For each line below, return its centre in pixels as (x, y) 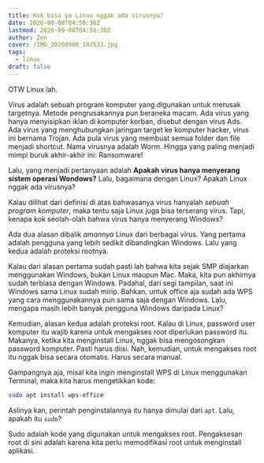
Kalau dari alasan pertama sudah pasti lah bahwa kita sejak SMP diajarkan (128, 266)
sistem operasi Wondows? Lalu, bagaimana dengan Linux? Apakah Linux (128, 178)
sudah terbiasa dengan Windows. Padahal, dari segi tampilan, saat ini (121, 283)
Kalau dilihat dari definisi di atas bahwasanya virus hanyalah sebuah (119, 202)
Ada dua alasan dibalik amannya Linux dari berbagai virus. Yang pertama (127, 234)
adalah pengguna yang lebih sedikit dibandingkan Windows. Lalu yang (123, 242)
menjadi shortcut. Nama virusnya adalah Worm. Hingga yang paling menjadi (131, 146)
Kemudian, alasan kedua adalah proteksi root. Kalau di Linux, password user (132, 323)
